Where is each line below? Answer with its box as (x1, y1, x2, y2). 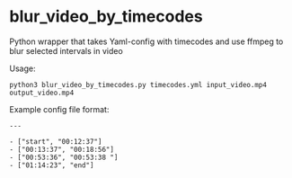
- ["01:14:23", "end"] (9, 160, 94, 170)
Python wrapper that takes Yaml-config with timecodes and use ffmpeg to (9, 36, 284, 47)
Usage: (9, 63, 36, 74)
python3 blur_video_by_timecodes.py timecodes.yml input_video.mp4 (9, 80, 268, 89)
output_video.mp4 (9, 88, 75, 97)
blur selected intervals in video (9, 45, 123, 56)
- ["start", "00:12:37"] (9, 137, 102, 146)
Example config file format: (9, 103, 110, 114)
